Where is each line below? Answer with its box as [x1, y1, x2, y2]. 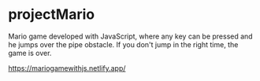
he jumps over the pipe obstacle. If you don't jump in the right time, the [8, 39, 239, 49]
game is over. [8, 48, 52, 57]
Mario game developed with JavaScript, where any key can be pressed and [8, 31, 254, 41]
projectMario [8, 6, 95, 24]
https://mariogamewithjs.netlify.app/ [8, 63, 126, 72]
